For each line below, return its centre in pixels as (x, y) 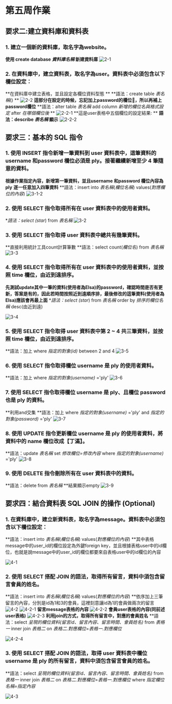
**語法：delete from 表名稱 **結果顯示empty (53, 486)
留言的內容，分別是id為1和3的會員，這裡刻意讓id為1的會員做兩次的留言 (80, 603)
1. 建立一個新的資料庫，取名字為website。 (58, 47)
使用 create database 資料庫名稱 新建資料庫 (52, 59)
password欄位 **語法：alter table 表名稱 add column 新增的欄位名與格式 (82, 107)
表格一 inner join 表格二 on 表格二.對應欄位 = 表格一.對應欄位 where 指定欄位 (85, 679)
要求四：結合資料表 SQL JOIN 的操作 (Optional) (80, 503)
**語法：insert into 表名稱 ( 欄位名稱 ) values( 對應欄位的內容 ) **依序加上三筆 (84, 596)
